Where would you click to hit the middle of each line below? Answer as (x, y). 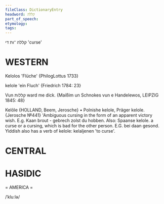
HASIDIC (23, 174)
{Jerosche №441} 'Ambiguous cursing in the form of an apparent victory (79, 115)
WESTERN (27, 62)
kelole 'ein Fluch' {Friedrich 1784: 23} (43, 86)
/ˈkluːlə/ (13, 197)
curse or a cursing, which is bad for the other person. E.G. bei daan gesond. (82, 126)
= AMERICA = (19, 187)
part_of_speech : (22, 19)
